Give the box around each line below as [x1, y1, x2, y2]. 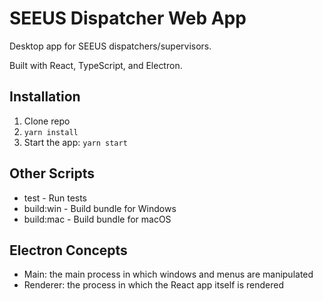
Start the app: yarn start [23, 136, 128, 148]
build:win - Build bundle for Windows [23, 202, 177, 214]
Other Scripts [9, 165, 96, 182]
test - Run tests [23, 192, 88, 204]
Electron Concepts [9, 242, 128, 259]
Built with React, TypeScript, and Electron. [9, 59, 183, 71]
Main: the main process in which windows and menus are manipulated [23, 268, 314, 281]
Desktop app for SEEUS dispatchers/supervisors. [9, 40, 212, 52]
